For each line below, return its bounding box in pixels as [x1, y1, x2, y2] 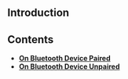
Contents [7, 33, 54, 46]
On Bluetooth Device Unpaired [18, 62, 120, 71]
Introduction [7, 6, 70, 20]
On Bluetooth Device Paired [18, 54, 111, 63]
